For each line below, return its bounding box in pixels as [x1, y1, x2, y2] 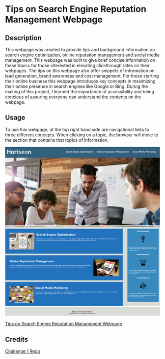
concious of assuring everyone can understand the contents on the [5, 94, 141, 100]
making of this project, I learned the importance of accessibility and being [5, 89, 155, 94]
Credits [5, 335, 28, 344]
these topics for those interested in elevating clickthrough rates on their [5, 63, 150, 68]
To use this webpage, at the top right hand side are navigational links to [5, 126, 150, 132]
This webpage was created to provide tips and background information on [5, 47, 155, 52]
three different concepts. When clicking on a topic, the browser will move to [5, 132, 159, 138]
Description [5, 34, 42, 42]
